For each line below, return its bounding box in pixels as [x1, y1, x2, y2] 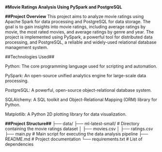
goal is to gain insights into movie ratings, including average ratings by [5, 24, 146, 30]
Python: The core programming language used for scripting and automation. [5, 63, 158, 69]
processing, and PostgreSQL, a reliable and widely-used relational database [5, 39, 157, 45]
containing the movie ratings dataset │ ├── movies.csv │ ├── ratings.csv [5, 126, 153, 132]
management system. [5, 45, 49, 50]
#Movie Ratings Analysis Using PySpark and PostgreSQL [5, 4, 122, 10]
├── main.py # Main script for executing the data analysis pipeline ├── [5, 131, 148, 136]
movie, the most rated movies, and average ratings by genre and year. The [5, 29, 154, 34]
